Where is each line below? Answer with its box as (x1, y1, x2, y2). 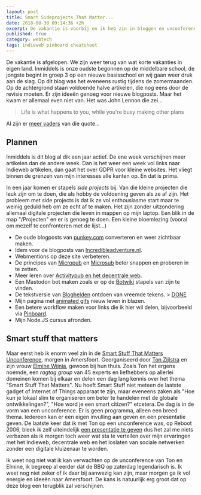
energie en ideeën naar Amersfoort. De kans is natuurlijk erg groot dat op (6, 475, 187, 482)
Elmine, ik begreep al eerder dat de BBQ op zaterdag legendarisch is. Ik (6, 463, 182, 470)
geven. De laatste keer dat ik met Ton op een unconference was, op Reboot (6, 420, 193, 427)
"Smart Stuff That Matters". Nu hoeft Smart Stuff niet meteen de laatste (6, 381, 182, 388)
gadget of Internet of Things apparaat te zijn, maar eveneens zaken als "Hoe (6, 387, 195, 395)
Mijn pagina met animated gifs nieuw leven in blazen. (14, 297, 146, 304)
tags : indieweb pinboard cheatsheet (6, 42, 98, 48)
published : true (6, 31, 47, 37)
